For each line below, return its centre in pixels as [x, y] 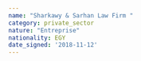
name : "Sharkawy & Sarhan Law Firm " [71, 15]
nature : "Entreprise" [44, 30]
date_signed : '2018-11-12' [53, 45]
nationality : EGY [37, 38]
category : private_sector [51, 23]
